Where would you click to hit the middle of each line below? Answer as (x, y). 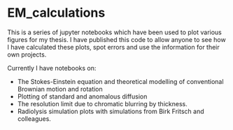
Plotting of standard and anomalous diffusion (82, 96)
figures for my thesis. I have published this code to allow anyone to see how (116, 39)
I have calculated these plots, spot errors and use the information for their (114, 47)
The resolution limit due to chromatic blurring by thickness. (102, 103)
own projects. (27, 55)
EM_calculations (56, 13)
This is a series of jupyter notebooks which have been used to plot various (114, 32)
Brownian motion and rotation (60, 89)
